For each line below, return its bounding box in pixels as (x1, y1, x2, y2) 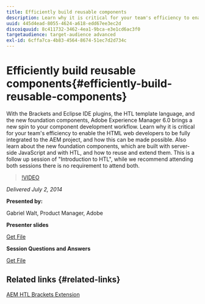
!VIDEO (21, 174, 40, 181)
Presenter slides (6, 221, 49, 228)
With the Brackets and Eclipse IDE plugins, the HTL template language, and (6, 109, 195, 117)
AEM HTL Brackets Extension (6, 291, 81, 298)
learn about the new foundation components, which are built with (6, 142, 170, 150)
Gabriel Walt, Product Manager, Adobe (6, 209, 104, 217)
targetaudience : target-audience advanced (6, 32, 116, 38)
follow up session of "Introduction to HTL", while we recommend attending (6, 155, 193, 163)
